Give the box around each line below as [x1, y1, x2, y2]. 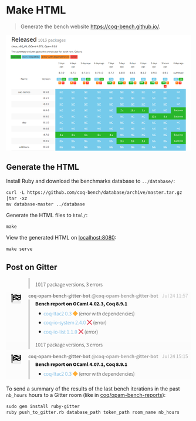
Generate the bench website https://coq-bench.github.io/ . [20, 23, 161, 30]
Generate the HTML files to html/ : [6, 212, 88, 219]
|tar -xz [6, 196, 28, 201]
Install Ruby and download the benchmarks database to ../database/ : [6, 177, 175, 185]
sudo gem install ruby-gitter [6, 403, 80, 410]
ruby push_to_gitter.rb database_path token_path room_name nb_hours [6, 409, 180, 416]
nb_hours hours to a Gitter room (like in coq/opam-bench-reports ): [6, 392, 166, 399]
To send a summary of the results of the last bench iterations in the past [6, 385, 180, 392]
